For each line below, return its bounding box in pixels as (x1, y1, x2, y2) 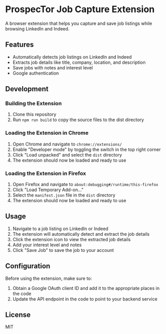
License (5, 311, 31, 319)
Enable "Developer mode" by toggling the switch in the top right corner (12, 146, 161, 153)
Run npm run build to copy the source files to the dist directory (12, 117, 144, 123)
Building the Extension (5, 100, 62, 107)
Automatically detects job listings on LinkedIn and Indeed (12, 54, 132, 60)
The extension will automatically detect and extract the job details (12, 231, 150, 237)
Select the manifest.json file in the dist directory (12, 192, 115, 198)
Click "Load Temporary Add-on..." (12, 187, 84, 193)
